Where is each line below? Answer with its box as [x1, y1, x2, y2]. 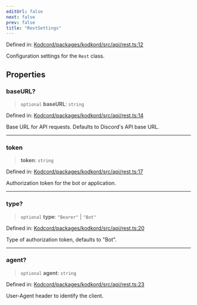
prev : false [6, 19, 35, 25]
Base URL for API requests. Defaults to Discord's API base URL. [6, 123, 159, 130]
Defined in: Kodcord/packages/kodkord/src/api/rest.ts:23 [6, 280, 145, 288]
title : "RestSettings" [6, 25, 62, 31]
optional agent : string [20, 269, 77, 276]
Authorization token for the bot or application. [6, 180, 116, 187]
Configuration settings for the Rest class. [6, 52, 105, 59]
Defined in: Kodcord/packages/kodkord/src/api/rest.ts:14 [6, 112, 144, 119]
